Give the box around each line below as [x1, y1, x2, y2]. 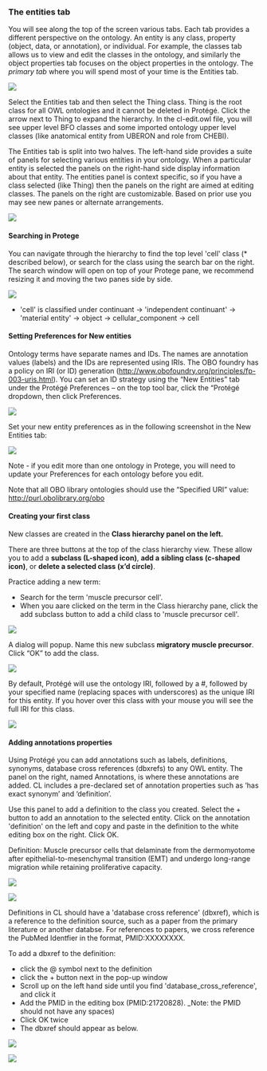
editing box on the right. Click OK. [8, 830, 120, 840]
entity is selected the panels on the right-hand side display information [8, 164, 241, 173]
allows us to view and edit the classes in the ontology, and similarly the [8, 50, 241, 60]
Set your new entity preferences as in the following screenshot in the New [8, 421, 251, 431]
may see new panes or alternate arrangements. [8, 198, 164, 207]
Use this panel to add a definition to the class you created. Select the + [8, 804, 241, 814]
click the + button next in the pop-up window [19, 973, 168, 982]
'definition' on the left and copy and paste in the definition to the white [8, 821, 239, 832]
